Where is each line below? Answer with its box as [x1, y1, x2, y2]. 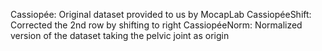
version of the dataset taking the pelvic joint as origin [10, 30, 230, 41]
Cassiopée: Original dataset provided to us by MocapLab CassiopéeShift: [10, 9, 312, 20]
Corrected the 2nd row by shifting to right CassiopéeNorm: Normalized [10, 19, 303, 31]
